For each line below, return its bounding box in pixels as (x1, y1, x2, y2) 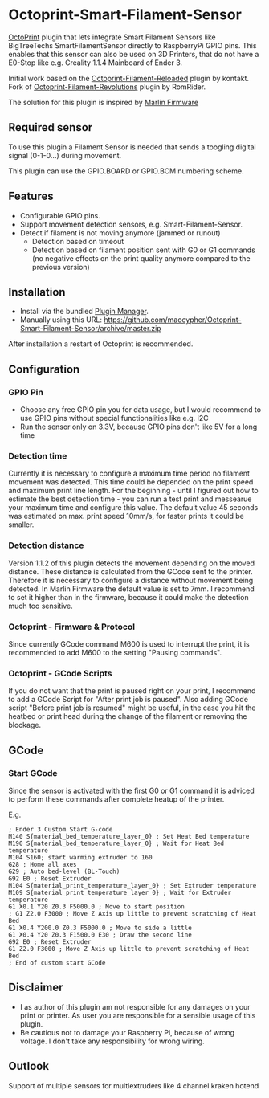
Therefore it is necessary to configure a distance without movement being (8, 575, 254, 585)
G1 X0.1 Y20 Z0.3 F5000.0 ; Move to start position (8, 902, 185, 911)
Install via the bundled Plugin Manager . (19, 307, 149, 316)
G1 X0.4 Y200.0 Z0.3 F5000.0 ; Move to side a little (8, 924, 193, 932)
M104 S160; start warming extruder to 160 (8, 853, 153, 861)
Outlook (8, 1059, 50, 1073)
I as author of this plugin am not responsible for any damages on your (19, 1002, 251, 1011)
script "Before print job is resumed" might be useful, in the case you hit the (8, 703, 256, 712)
